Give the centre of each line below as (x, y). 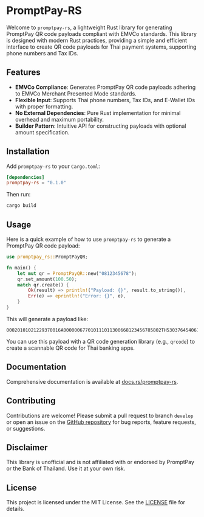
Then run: (19, 195)
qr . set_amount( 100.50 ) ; (47, 279)
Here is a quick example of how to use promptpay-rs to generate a (89, 239)
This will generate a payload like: (47, 319)
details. (15, 509)
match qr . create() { (43, 285)
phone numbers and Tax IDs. (42, 53)
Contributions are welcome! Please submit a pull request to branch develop (100, 415)
